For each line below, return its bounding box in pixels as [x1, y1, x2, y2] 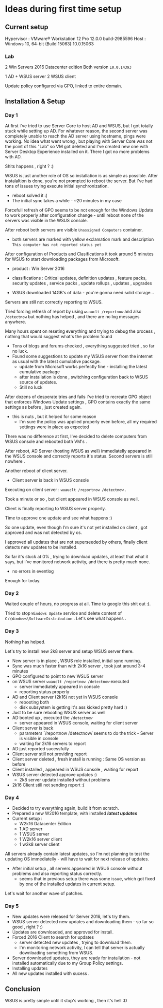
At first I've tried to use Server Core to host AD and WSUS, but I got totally [5, 123, 153, 129]
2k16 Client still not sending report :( [12, 782, 85, 788]
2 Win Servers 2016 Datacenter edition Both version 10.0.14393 [5, 64, 132, 70]
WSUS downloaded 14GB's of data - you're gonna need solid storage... [12, 289, 154, 295]
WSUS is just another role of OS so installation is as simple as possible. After [5, 172, 158, 178]
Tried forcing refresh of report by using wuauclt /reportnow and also [5, 308, 142, 314]
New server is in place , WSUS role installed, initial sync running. [12, 658, 142, 664]
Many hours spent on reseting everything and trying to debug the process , [5, 328, 155, 334]
